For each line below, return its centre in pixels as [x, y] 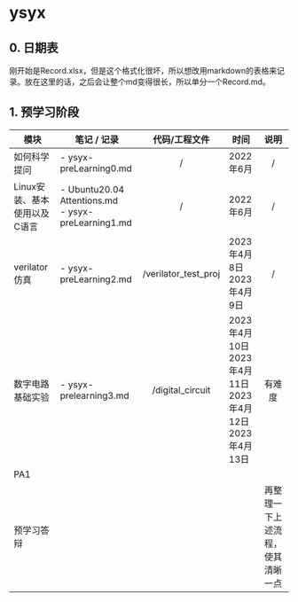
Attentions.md [89, 200]
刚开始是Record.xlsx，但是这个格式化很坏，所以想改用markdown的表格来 [143, 70]
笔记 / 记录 [97, 139]
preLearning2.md [96, 279]
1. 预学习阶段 [44, 112]
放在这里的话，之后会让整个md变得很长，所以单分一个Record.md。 [147, 82]
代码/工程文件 [181, 139]
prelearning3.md [94, 395]
